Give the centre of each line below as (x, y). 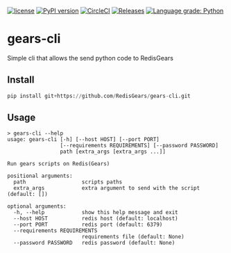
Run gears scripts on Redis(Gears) (59, 164)
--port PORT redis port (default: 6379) (88, 225)
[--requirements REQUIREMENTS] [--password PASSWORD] (139, 146)
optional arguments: (37, 206)
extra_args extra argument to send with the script (106, 188)
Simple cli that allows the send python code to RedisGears (90, 58)
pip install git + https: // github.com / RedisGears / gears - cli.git (99, 96)
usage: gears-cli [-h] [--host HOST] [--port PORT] (83, 140)
